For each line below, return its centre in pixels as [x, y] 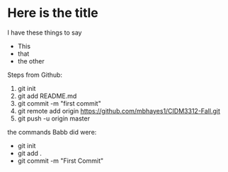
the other [31, 61]
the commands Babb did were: [52, 132]
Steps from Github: [35, 75]
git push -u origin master [54, 118]
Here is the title [53, 13]
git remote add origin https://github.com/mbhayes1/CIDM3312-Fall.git [119, 111]
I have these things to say [45, 32]
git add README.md [47, 96]
